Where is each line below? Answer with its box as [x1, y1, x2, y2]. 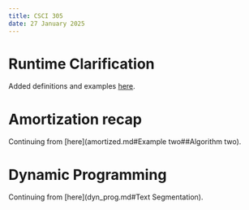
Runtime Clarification [8, 55, 156, 73]
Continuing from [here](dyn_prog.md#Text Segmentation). [8, 192, 204, 202]
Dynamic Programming [8, 165, 167, 184]
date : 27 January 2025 [8, 20, 85, 28]
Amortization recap [8, 110, 142, 129]
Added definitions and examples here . [8, 81, 135, 91]
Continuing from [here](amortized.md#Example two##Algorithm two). [8, 137, 242, 147]
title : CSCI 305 [8, 11, 63, 20]
